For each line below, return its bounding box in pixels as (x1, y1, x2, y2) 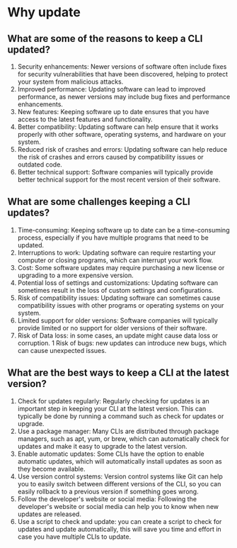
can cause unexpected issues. (17, 346, 107, 354)
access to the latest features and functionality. (17, 115, 154, 123)
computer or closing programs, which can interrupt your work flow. (17, 256, 214, 264)
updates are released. (17, 510, 81, 518)
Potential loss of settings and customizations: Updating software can (17, 278, 218, 287)
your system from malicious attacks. (17, 77, 124, 86)
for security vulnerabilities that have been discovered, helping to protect (17, 70, 229, 78)
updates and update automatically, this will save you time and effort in (17, 525, 221, 533)
